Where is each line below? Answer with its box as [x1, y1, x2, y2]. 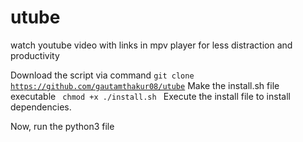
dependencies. [10, 101, 72, 113]
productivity [10, 49, 60, 61]
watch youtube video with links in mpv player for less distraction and [10, 39, 293, 51]
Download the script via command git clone [10, 69, 195, 81]
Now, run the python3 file [10, 120, 115, 132]
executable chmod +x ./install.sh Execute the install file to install [10, 90, 291, 102]
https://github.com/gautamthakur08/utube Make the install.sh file [10, 79, 280, 91]
